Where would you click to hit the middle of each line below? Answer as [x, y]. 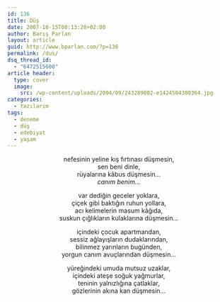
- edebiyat [30, 133]
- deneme [27, 119]
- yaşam [25, 139]
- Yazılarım [31, 106]
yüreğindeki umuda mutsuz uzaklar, [119, 268]
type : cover [31, 80]
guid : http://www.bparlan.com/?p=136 [63, 47]
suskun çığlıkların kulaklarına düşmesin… [119, 218]
